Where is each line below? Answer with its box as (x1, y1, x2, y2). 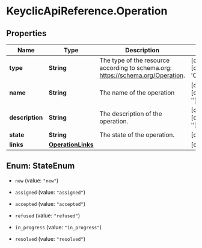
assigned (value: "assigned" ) (14, 188, 86, 196)
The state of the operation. (99, 131, 175, 139)
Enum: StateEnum (6, 161, 75, 171)
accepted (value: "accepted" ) (14, 200, 86, 207)
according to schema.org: (99, 64, 173, 72)
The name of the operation (99, 88, 175, 97)
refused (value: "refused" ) (14, 212, 80, 219)
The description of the (99, 110, 162, 118)
